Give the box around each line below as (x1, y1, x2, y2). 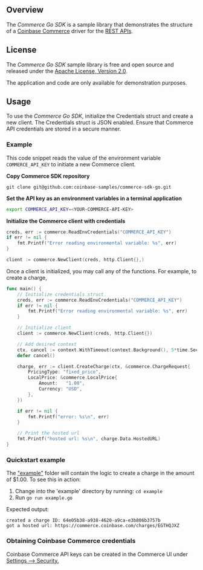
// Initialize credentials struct (17, 291, 104, 297)
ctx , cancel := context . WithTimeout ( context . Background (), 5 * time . (17, 347, 190, 353)
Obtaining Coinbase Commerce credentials (6, 537, 136, 545)
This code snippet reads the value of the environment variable (6, 154, 161, 161)
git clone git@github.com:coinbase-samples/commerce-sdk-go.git (6, 184, 172, 190)
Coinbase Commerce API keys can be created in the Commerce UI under (6, 550, 188, 558)
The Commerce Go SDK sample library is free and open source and (6, 60, 174, 68)
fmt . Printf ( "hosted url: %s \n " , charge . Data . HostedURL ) (17, 436, 161, 442)
